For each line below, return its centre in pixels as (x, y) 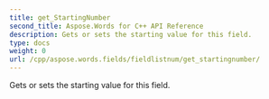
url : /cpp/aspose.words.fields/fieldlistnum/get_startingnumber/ (134, 59)
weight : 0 (28, 51)
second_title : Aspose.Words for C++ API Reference (107, 26)
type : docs (30, 43)
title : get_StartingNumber (60, 18)
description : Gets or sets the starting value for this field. (131, 34)
